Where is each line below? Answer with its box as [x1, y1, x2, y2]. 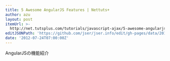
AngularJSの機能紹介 [5, 50, 49, 56]
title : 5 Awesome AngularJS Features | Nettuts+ [5, 7, 110, 13]
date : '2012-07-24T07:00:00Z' [5, 36, 69, 41]
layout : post [5, 17, 33, 22]
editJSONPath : [5, 31, 35, 36]
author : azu [5, 12, 30, 17]
